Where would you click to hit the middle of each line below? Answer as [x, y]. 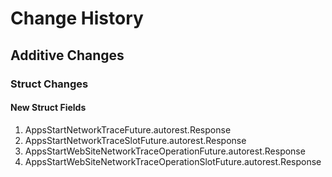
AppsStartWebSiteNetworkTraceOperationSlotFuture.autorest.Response [173, 161]
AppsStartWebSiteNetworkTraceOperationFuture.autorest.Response [165, 151]
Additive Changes [67, 55]
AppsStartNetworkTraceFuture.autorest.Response [128, 129]
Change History [77, 18]
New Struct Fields [48, 108]
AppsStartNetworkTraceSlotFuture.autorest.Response [135, 140]
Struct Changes [49, 84]
